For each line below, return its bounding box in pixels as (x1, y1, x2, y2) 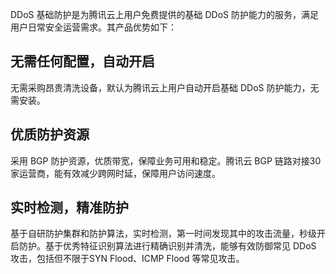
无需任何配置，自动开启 (10, 53, 155, 70)
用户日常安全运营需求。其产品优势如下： (10, 21, 177, 33)
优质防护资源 (10, 126, 90, 143)
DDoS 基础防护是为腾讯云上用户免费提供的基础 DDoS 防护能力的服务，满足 (10, 9, 319, 20)
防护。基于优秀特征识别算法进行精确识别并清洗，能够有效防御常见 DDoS (18, 240, 317, 252)
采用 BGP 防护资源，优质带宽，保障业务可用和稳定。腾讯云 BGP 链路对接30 (10, 154, 322, 167)
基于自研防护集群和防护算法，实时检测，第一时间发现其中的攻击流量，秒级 (10, 228, 317, 240)
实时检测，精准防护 (10, 199, 129, 217)
